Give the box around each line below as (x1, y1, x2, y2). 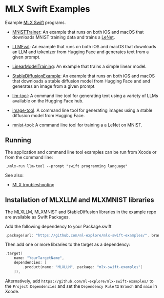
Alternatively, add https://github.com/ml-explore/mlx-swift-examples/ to (5, 278, 154, 284)
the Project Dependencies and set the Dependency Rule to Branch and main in (5, 283, 157, 289)
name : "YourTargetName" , (14, 256, 64, 260)
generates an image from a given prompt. (12, 83, 96, 89)
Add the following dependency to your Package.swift (5, 223, 112, 229)
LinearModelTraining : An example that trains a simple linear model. (12, 63, 147, 69)
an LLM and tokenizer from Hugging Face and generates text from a (12, 49, 149, 55)
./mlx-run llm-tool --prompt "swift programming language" (5, 163, 128, 169)
